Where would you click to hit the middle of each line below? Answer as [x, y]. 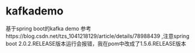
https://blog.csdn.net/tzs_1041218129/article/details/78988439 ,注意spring [97, 36]
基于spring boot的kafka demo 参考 [48, 28]
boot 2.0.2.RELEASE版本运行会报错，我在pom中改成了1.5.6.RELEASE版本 [96, 43]
